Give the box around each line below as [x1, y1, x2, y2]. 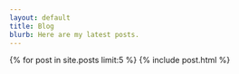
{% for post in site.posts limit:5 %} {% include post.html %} [9, 55, 231, 66]
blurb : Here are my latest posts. [9, 30, 140, 39]
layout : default [9, 13, 71, 23]
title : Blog [9, 22, 54, 31]
